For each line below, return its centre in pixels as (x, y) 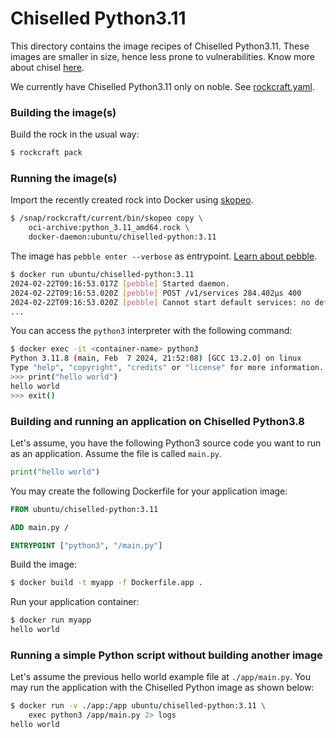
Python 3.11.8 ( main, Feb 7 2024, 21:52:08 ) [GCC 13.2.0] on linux (156, 358)
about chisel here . (47, 67)
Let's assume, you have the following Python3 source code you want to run (166, 443)
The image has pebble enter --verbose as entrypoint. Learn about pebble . (164, 256)
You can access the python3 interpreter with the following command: (151, 331)
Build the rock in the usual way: (75, 134)
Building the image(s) (63, 112)
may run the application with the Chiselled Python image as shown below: (162, 688)
